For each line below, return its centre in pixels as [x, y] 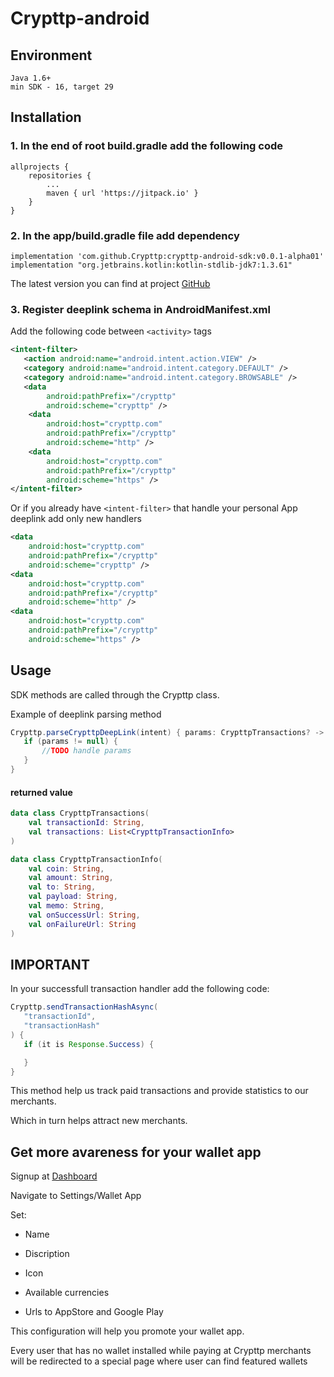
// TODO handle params [86, 751]
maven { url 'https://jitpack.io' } [122, 193]
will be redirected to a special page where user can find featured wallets [159, 1361]
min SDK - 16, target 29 [62, 87]
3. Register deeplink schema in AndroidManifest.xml [140, 309]
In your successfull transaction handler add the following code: [140, 989]
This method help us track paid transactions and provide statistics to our [159, 1091]
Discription [47, 1254]
